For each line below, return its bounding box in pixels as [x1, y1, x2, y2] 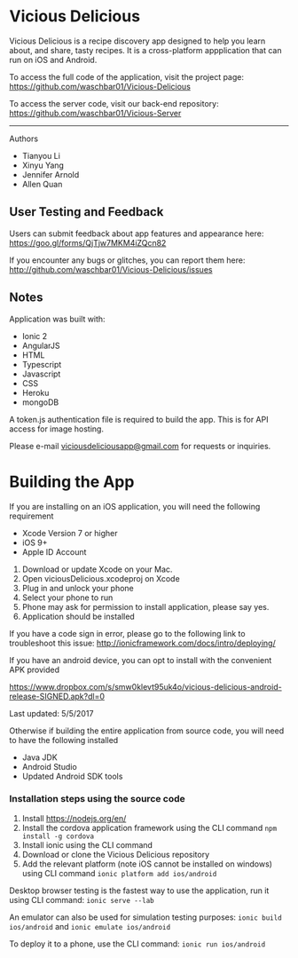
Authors [9, 133, 38, 144]
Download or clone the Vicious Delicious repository [21, 849, 210, 859]
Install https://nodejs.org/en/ [21, 812, 127, 823]
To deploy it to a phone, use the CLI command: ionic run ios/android [9, 938, 266, 949]
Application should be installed [21, 611, 135, 622]
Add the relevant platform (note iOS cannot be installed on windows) [21, 859, 273, 869]
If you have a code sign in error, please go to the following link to [9, 628, 246, 638]
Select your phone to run [21, 592, 114, 603]
